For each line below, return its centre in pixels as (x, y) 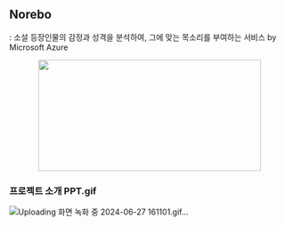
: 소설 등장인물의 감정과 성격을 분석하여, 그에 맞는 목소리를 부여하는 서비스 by (143, 37)
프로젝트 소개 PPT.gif (53, 190)
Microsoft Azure (39, 47)
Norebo (30, 15)
